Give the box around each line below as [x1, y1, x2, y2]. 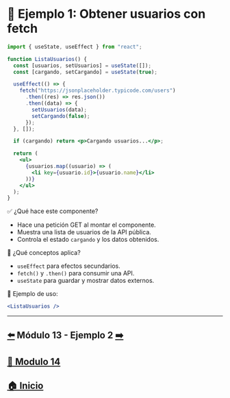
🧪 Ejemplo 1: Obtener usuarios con [7, 6, 206, 22]
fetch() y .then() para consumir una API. [16, 269, 135, 277]
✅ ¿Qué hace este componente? [7, 207, 99, 215]
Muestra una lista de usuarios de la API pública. [16, 228, 152, 236]
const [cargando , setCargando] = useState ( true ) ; [13, 69, 157, 75]
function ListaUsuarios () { [7, 55, 88, 62]
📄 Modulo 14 [7, 356, 61, 367]
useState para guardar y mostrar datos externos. [16, 277, 155, 285]
